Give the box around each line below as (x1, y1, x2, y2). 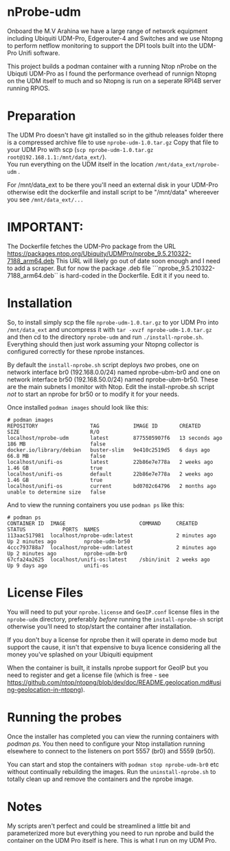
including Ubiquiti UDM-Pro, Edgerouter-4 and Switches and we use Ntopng (7, 34, 223, 42)
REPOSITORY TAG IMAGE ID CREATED (7, 422, 201, 430)
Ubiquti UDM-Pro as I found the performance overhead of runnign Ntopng (7, 69, 217, 78)
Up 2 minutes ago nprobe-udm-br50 (7, 538, 130, 545)
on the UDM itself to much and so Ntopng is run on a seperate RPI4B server (7, 76, 222, 85)
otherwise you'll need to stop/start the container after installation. (7, 622, 192, 630)
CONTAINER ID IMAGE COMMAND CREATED (7, 520, 198, 527)
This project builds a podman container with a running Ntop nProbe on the (7, 62, 218, 70)
